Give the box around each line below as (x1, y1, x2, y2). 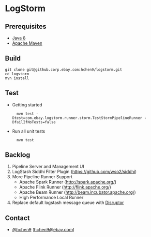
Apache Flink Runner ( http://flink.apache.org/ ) (19, 184, 111, 190)
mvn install (5, 76, 29, 81)
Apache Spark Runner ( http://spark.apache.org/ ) (19, 179, 117, 185)
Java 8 (12, 35, 26, 41)
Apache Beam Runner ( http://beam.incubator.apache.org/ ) (19, 189, 136, 195)
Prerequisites (5, 22, 46, 31)
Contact (5, 214, 30, 222)
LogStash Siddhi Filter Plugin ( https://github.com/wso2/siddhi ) (12, 169, 137, 175)
